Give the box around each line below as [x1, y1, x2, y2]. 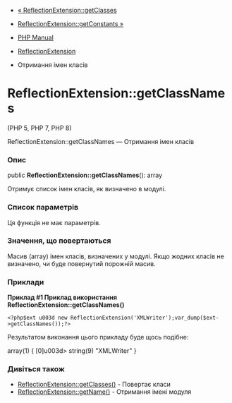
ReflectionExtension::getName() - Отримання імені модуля [17, 387, 192, 396]
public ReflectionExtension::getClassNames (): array [7, 171, 163, 179]
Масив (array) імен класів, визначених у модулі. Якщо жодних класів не [7, 252, 224, 260]
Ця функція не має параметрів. [7, 218, 101, 227]
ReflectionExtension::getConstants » [17, 20, 124, 28]
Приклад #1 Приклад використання [7, 293, 118, 302]
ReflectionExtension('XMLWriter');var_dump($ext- [70, 314, 219, 322]
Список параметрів [7, 203, 79, 212]
